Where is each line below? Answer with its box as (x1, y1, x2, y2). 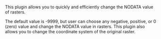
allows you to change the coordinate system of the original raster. (5, 29, 136, 34)
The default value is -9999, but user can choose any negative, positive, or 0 (5, 19, 156, 24)
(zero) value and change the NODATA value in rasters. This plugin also (5, 24, 145, 29)
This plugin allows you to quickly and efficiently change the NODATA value (5, 4, 154, 10)
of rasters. (5, 9, 26, 15)
